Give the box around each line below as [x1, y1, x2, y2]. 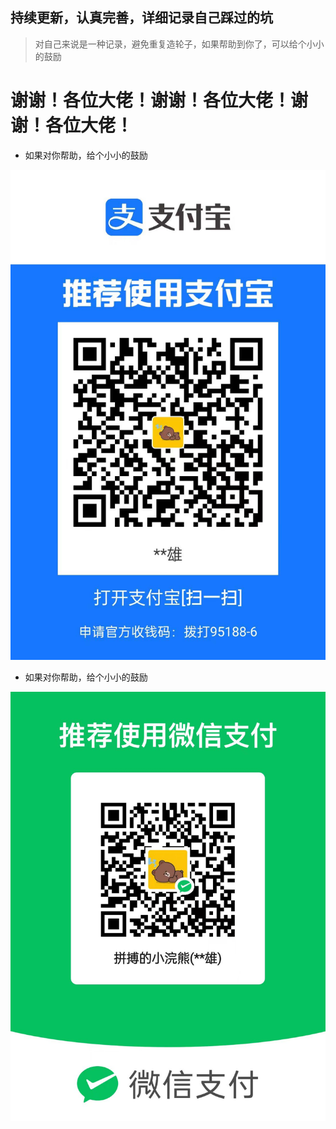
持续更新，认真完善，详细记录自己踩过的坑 [10, 9, 273, 27]
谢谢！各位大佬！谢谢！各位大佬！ [10, 89, 292, 112]
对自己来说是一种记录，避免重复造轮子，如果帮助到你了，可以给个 [34, 38, 307, 50]
